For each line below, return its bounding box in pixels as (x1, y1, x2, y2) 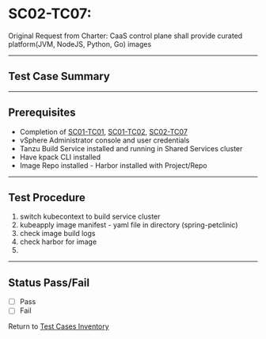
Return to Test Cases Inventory (8, 322, 109, 331)
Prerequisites (8, 106, 76, 120)
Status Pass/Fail (8, 276, 89, 289)
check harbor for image (19, 237, 97, 246)
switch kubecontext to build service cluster (19, 211, 161, 222)
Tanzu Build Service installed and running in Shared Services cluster (19, 143, 243, 153)
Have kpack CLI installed (19, 152, 101, 162)
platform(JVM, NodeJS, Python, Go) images (8, 39, 152, 48)
